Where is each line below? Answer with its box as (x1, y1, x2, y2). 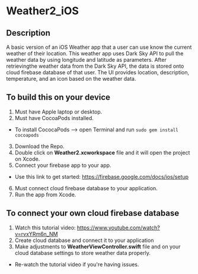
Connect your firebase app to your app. (14, 162, 111, 169)
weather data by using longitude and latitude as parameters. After (6, 56, 167, 63)
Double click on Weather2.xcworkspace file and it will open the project (14, 149, 190, 156)
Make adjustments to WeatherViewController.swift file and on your (14, 242, 181, 250)
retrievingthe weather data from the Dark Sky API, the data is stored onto (6, 62, 184, 70)
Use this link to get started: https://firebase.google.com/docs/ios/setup (14, 173, 189, 180)
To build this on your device (6, 92, 111, 102)
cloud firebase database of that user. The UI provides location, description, (6, 69, 190, 75)
